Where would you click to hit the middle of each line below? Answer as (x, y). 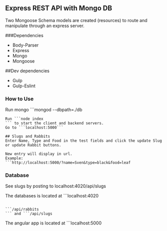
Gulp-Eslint (24, 86)
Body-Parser (25, 45)
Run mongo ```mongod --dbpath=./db (44, 110)
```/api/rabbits (22, 209)
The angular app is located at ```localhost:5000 (53, 223)
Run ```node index (24, 119)
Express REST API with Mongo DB (59, 8)
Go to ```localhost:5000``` (34, 128)
